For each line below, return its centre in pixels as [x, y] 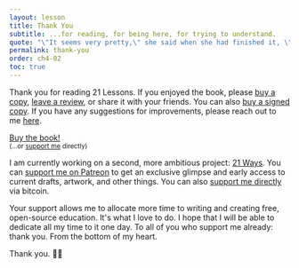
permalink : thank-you [49, 51]
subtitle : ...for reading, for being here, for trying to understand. [143, 34]
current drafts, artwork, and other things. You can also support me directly [145, 181]
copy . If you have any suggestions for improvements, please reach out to [143, 111]
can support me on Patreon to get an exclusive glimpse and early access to [147, 172]
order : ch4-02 [36, 59]
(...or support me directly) [48, 146]
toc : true [28, 67]
